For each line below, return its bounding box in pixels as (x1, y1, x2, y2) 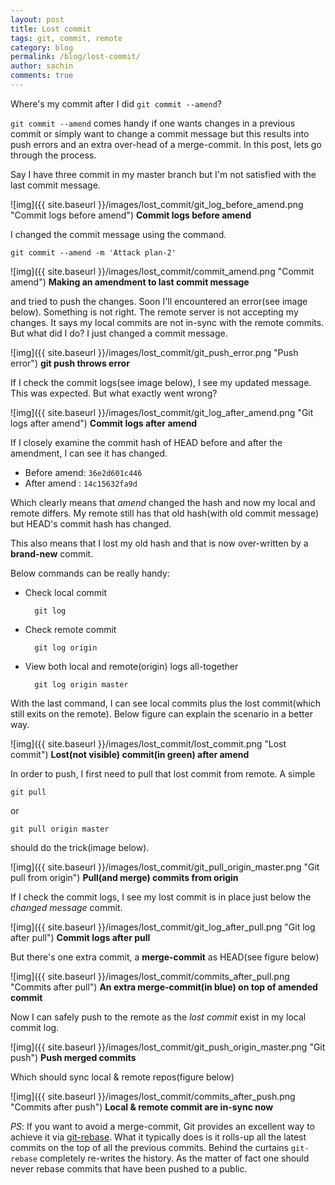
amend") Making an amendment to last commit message (10, 276, 250, 288)
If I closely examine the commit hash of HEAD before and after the (10, 436, 283, 448)
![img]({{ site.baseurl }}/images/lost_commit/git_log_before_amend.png (10, 198, 304, 210)
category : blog (10, 42, 74, 53)
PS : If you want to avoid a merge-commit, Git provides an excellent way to (10, 1120, 316, 1132)
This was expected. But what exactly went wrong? (10, 387, 218, 399)
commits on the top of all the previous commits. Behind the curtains (10, 1141, 289, 1153)
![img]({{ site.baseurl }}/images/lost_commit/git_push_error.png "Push (10, 346, 299, 358)
